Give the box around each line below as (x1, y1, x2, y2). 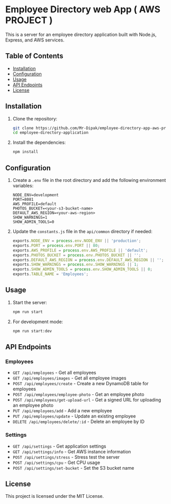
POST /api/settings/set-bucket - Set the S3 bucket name (12, 465, 134, 471)
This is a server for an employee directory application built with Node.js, (5, 31, 157, 37)
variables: (12, 183, 34, 188)
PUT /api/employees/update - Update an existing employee (12, 413, 136, 419)
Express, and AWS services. (5, 37, 65, 43)
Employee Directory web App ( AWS (5, 4, 161, 15)
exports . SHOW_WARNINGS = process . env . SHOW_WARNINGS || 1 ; (12, 262, 139, 267)
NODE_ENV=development (12, 193, 59, 198)
